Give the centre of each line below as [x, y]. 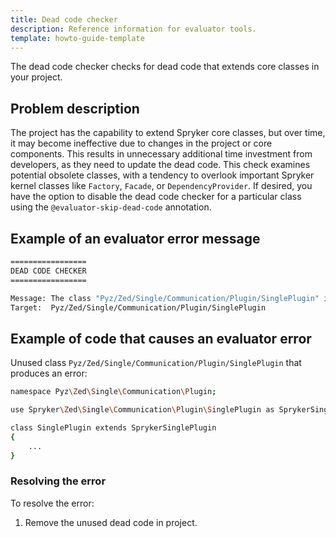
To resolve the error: [52, 503]
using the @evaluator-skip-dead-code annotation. [111, 207]
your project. [36, 77]
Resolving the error [58, 481]
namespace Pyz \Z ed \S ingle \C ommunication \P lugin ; [113, 392]
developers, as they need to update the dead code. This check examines [160, 165]
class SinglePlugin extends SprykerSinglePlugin [113, 427]
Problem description [75, 108]
